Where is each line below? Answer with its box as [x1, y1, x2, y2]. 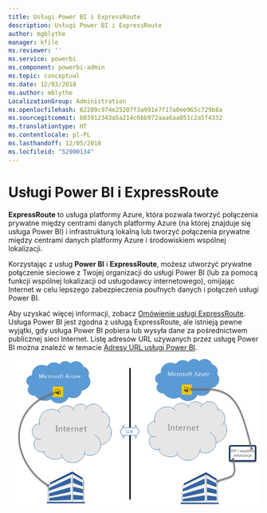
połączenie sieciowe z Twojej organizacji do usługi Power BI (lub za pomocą [8, 268, 258, 277]
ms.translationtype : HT [8, 122, 88, 131]
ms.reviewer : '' [8, 46, 62, 55]
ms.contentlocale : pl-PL [8, 131, 91, 139]
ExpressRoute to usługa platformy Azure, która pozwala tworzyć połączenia [8, 209, 259, 219]
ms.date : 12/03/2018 [8, 80, 77, 88]
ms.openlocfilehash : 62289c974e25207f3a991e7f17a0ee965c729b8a [8, 105, 223, 113]
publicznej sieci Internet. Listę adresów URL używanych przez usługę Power [8, 334, 259, 344]
